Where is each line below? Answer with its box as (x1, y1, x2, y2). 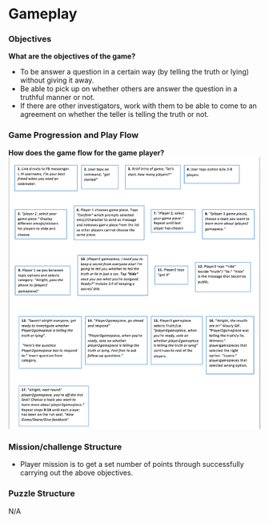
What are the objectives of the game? (8, 51, 136, 61)
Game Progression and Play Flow (8, 130, 139, 141)
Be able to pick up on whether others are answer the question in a (19, 84, 238, 94)
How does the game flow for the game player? (8, 147, 165, 157)
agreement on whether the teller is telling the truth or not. (19, 110, 210, 119)
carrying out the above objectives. (19, 468, 134, 477)
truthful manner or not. (19, 93, 95, 103)
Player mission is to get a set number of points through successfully (19, 460, 244, 469)
